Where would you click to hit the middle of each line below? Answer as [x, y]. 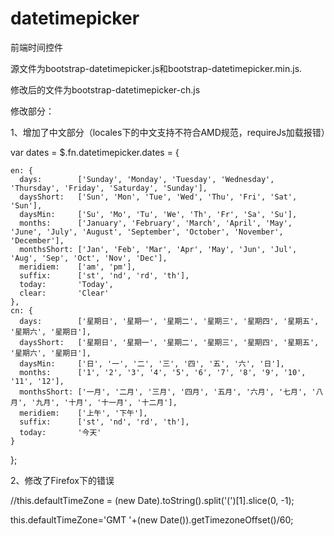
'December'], [37, 240]
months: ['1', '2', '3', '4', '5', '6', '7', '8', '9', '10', [163, 372]
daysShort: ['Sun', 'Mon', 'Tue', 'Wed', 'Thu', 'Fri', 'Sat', [158, 197]
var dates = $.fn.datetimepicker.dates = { [95, 152]
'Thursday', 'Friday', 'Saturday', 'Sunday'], [109, 188]
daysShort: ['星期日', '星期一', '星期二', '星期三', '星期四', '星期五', [169, 342]
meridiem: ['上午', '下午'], [83, 413]
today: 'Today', [66, 284]
